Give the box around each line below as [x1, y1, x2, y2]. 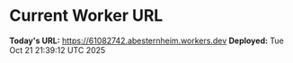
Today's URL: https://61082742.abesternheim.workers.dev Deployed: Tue [9, 35, 285, 46]
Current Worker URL [9, 5, 164, 26]
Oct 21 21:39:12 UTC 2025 [9, 44, 106, 55]
